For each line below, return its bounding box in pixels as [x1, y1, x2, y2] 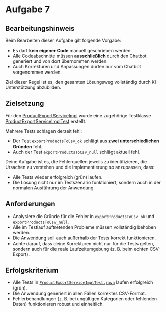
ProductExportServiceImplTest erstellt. [5, 118, 87, 124]
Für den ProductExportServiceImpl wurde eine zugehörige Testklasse [5, 112, 151, 118]
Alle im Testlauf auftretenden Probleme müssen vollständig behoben [12, 224, 156, 230]
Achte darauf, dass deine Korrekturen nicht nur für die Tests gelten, [12, 240, 154, 246]
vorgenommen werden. [12, 69, 62, 75]
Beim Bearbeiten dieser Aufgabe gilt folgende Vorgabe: [5, 37, 121, 43]
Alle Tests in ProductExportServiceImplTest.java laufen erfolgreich [12, 279, 153, 285]
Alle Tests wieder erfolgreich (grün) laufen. [12, 174, 103, 180]
